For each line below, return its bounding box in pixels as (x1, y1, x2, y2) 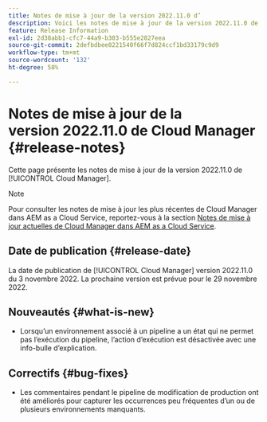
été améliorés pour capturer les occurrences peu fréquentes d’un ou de (19, 396, 255, 406)
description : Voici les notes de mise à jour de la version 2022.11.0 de (8, 19, 259, 27)
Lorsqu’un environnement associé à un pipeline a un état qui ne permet (19, 326, 254, 336)
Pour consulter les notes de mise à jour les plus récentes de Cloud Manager (8, 204, 257, 213)
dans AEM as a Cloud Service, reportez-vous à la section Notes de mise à (8, 213, 251, 222)
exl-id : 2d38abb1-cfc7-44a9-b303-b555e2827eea (8, 33, 166, 42)
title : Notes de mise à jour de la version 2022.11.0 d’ (8, 11, 202, 20)
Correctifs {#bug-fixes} (8, 366, 129, 380)
